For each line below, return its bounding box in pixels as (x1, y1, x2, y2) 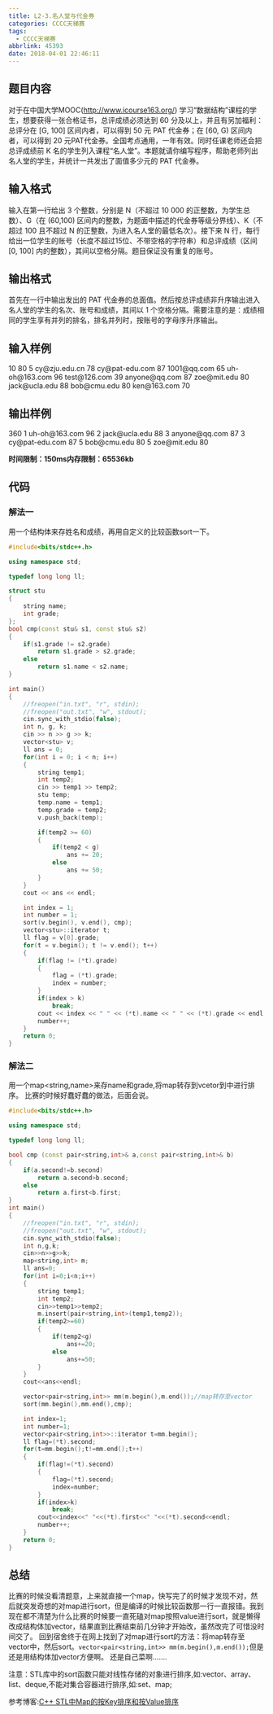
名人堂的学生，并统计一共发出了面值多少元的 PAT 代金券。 (8, 155, 204, 165)
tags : (8, 27, 27, 35)
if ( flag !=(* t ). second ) (37, 1460, 115, 1469)
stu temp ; (37, 791, 71, 799)
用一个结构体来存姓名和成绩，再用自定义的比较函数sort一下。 (8, 527, 214, 536)
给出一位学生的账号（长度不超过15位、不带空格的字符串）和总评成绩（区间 (8, 235, 258, 245)
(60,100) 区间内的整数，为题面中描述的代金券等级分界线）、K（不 (47, 215, 264, 225)
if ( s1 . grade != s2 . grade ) (23, 640, 111, 648)
